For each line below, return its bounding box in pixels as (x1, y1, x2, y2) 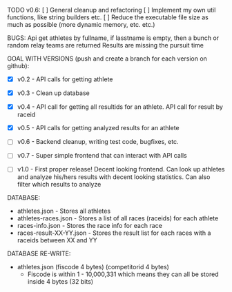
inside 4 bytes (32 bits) (27, 278, 94, 286)
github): (7, 62, 30, 70)
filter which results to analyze (17, 180, 101, 189)
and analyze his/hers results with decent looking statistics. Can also (17, 173, 211, 181)
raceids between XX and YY (17, 236, 98, 244)
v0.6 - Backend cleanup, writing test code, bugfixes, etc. (17, 138, 179, 146)
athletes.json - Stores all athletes (17, 207, 111, 216)
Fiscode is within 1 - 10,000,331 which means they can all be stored (27, 270, 219, 278)
